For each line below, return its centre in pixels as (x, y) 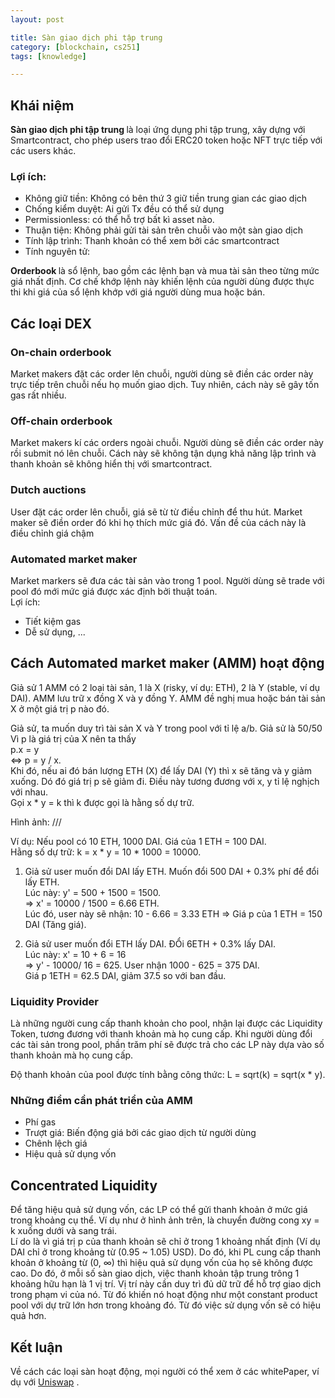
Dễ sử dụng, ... (55, 632)
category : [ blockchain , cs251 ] (75, 47)
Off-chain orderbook (61, 421)
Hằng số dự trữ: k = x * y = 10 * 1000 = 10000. (106, 852)
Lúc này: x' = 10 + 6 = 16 (75, 954)
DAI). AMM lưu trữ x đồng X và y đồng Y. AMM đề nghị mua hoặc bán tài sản (168, 698)
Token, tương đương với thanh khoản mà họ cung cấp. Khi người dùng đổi (161, 1034)
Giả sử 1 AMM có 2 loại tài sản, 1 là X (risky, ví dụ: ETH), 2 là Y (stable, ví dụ (165, 687)
